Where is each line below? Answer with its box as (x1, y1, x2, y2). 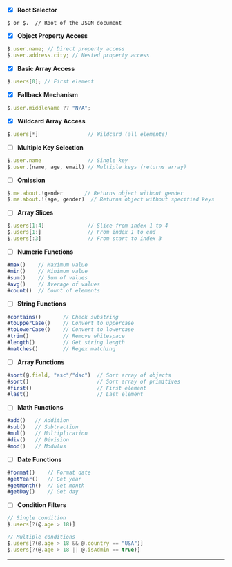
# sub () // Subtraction (7, 424, 79, 430)
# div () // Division (7, 437, 70, 444)
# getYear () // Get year (7, 475, 81, 482)
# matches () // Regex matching (7, 345, 116, 352)
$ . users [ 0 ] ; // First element (7, 78, 95, 85)
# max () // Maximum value (7, 261, 88, 268)
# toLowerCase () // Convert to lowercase (7, 326, 135, 333)
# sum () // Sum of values (7, 274, 88, 281)
